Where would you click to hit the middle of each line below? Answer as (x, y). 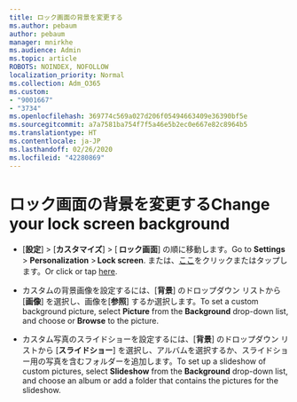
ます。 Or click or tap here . (70, 272)
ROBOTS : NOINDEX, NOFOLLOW (59, 67)
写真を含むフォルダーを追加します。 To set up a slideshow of (156, 361)
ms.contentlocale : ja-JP (55, 141)
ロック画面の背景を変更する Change (140, 204)
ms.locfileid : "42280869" (57, 158)
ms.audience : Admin (45, 51)
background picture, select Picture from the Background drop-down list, (155, 311)
